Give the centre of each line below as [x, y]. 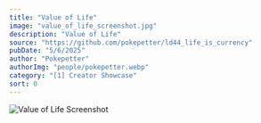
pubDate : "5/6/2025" [48, 51]
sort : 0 [24, 84]
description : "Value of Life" [65, 34]
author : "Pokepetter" [49, 59]
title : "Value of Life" [53, 17]
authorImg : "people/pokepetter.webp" [79, 68]
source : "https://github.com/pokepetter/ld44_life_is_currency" [131, 42]
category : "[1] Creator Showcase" [73, 76]
